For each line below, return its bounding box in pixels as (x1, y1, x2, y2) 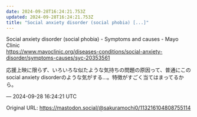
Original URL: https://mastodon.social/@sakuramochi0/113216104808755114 (6, 104, 191, 112)
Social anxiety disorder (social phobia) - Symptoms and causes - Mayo (6, 36, 179, 43)
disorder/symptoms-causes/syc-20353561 (6, 54, 110, 62)
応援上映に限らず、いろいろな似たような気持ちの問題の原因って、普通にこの (6, 66, 192, 73)
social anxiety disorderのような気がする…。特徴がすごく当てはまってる (6, 74, 179, 81)
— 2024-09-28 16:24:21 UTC (6, 93, 77, 100)
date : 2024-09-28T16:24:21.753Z (6, 8, 86, 15)
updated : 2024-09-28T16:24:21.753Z (6, 14, 94, 20)
